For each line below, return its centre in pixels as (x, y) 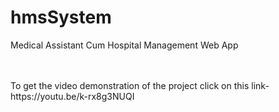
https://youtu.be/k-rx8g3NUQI (72, 96)
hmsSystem (61, 17)
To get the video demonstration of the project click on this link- (140, 85)
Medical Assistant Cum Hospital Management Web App (124, 45)
